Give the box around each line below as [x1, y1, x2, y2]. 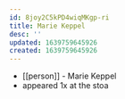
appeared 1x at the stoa [21, 80, 109, 91]
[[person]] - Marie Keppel [21, 70, 117, 81]
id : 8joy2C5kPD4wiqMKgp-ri [9, 12, 110, 22]
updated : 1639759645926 [9, 37, 98, 47]
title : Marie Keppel [9, 21, 87, 30]
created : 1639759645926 [9, 46, 98, 55]
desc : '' [9, 29, 42, 38]
